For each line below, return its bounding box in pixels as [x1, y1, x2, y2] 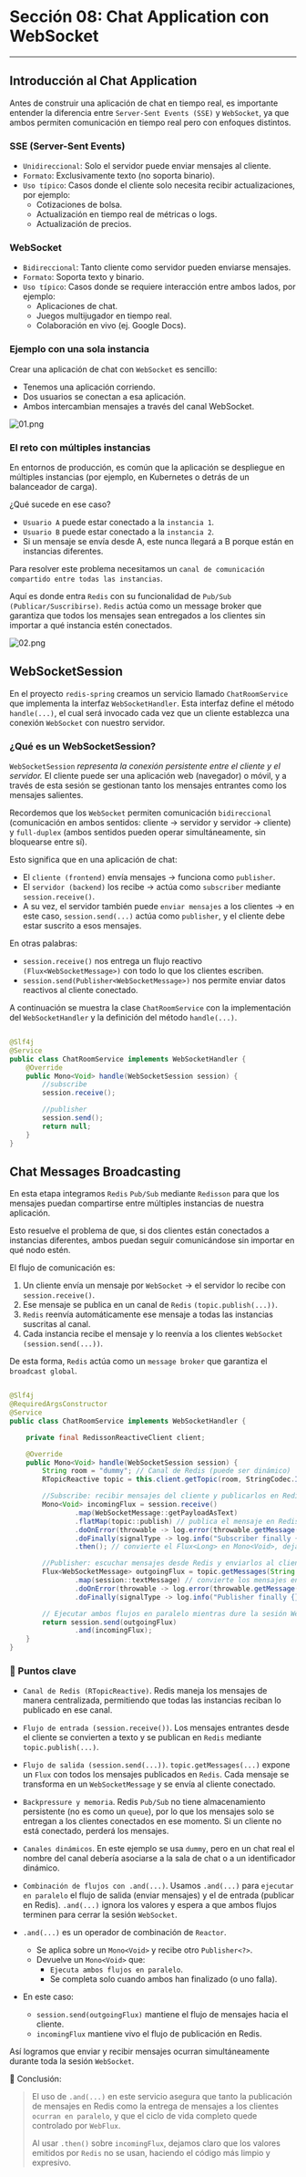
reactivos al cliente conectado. [22, 985, 138, 996]
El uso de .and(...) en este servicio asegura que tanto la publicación [31, 2091, 293, 2102]
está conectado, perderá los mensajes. [22, 1826, 169, 1837]
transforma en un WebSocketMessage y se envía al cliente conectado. [22, 1778, 276, 1789]
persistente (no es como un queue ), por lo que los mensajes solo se [22, 1806, 275, 1817]
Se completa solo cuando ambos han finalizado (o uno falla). [49, 1974, 278, 1985]
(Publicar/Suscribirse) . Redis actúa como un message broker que [9, 600, 262, 611]
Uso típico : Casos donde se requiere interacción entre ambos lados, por [22, 281, 296, 293]
